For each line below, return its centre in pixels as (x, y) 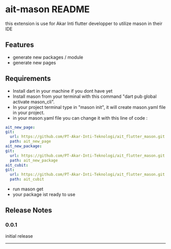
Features (20, 45)
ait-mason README (48, 9)
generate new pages (34, 63)
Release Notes (29, 211)
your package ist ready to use (44, 195)
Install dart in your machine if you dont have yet (63, 91)
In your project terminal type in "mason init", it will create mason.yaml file (89, 107)
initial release (19, 236)
